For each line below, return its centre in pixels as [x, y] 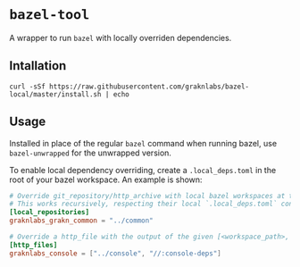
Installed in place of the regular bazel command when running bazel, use [143, 143]
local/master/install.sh [55, 94]
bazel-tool [50, 15]
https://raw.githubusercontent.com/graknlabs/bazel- [149, 87]
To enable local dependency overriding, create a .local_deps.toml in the [143, 170]
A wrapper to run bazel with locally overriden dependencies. [121, 38]
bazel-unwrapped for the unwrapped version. [91, 153]
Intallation [38, 66]
